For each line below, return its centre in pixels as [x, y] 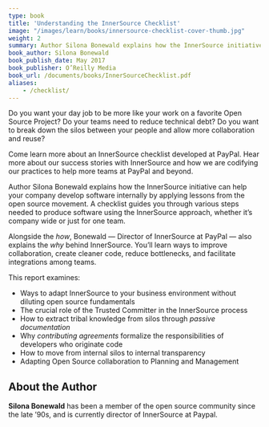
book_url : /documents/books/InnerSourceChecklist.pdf [100, 75]
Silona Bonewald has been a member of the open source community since [132, 406]
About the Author [53, 386]
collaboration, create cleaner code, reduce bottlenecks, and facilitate [122, 254]
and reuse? [27, 139]
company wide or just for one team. [67, 221]
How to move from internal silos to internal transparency [112, 353]
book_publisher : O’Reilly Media [62, 68]
